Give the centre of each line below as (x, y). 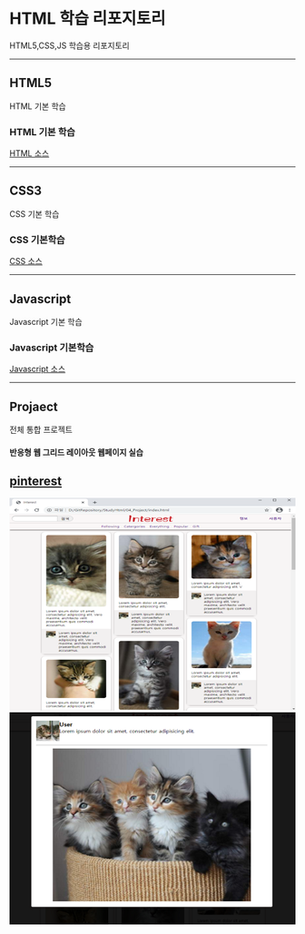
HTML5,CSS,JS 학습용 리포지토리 (69, 45)
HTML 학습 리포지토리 (88, 19)
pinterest (35, 482)
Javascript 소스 (38, 369)
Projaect (34, 406)
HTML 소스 (30, 153)
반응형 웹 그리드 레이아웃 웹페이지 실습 (76, 452)
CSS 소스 (26, 261)
